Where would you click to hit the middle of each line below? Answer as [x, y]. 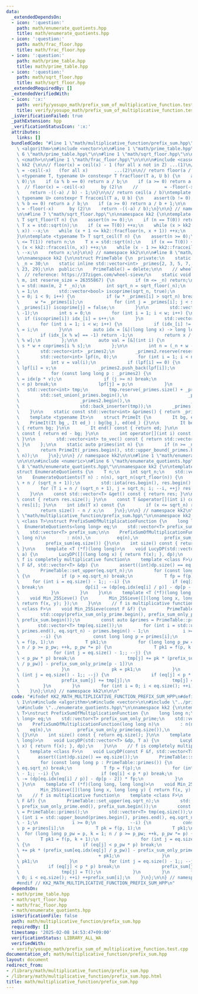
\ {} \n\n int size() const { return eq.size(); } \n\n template [104, 735]
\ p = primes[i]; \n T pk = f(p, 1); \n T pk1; [103, 828]
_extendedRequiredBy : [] [42, 88]
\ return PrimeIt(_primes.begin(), [70, 450]
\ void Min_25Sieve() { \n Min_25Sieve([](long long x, [99, 598]
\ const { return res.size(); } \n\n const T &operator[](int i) [101, 499]
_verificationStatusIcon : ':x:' [51, 127]
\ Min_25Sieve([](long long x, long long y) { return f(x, [100, 790]
